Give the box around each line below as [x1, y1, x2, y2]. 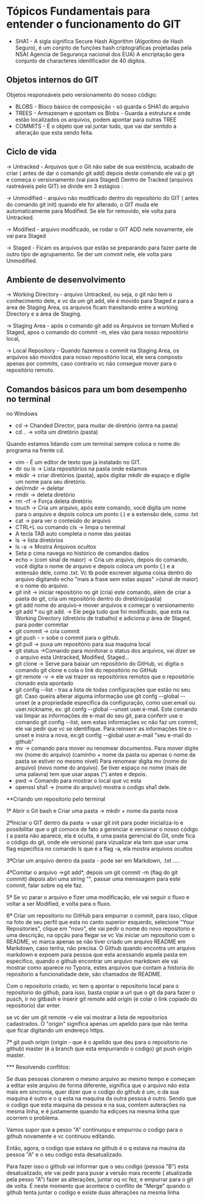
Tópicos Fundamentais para [6, 4, 151, 18]
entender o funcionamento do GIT [6, 17, 181, 31]
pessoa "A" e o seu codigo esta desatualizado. [6, 1151, 123, 1159]
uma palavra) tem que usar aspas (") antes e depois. [15, 771, 148, 778]
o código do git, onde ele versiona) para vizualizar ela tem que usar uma [6, 839, 189, 846]
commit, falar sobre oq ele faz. [6, 882, 84, 889]
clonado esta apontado [15, 680, 74, 687]
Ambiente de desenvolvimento [6, 274, 126, 285]
